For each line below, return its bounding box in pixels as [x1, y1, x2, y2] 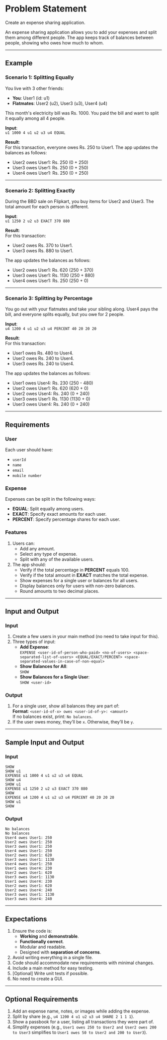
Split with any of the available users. [19, 556, 94, 562]
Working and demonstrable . [19, 933, 79, 939]
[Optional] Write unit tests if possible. [12, 971, 88, 977]
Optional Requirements [5, 995, 79, 1004]
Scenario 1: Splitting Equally [5, 74, 74, 81]
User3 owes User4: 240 [5, 897, 52, 902]
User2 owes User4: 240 [5, 888, 52, 893]
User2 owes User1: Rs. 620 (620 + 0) [12, 385, 88, 391]
